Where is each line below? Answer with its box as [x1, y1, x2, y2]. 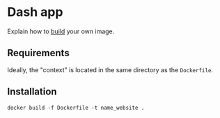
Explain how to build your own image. [7, 27, 115, 35]
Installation [7, 86, 57, 98]
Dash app [7, 4, 63, 20]
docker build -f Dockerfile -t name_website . [7, 104, 145, 111]
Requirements [7, 47, 70, 59]
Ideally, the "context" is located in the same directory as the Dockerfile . [7, 65, 214, 74]
